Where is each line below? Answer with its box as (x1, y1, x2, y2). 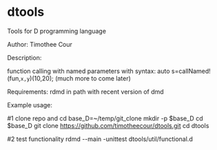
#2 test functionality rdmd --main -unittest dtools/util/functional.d (7, 135, 193, 143)
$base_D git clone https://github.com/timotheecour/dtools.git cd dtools (7, 121, 209, 129)
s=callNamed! (171, 67, 211, 75)
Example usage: (7, 100, 53, 109)
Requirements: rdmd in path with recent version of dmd (7, 87, 164, 96)
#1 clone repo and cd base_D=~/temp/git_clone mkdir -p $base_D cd (7, 114, 203, 122)
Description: (7, 53, 42, 62)
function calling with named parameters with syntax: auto (7, 67, 170, 75)
